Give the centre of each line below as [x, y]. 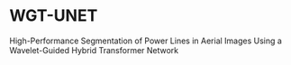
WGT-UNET [54, 16]
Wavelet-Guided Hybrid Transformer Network [94, 50]
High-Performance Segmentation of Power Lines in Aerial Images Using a [145, 41]
